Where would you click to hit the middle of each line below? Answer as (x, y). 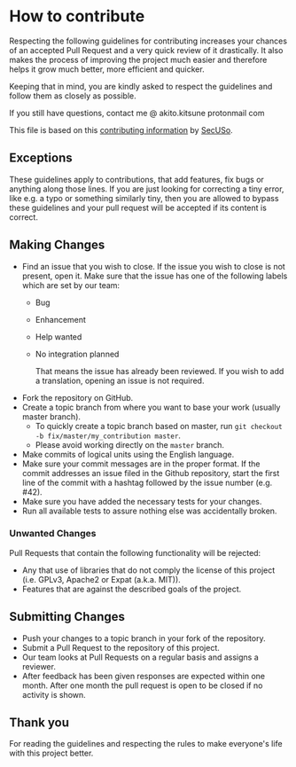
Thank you (39, 723)
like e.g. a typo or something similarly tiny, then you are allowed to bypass (144, 198)
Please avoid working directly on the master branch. (129, 444)
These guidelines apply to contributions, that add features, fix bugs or (136, 179)
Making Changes (57, 245)
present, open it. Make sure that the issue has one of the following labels (155, 276)
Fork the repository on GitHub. (78, 397)
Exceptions (41, 158)
